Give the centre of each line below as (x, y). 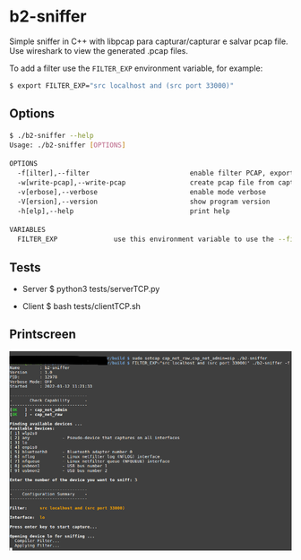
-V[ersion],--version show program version (144, 202)
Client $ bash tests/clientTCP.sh (82, 306)
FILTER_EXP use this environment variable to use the (146, 239)
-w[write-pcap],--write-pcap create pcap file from (146, 183)
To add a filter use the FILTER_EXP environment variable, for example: (136, 68)
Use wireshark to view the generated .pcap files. (99, 50)
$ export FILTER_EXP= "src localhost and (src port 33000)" (122, 86)
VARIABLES (28, 230)
